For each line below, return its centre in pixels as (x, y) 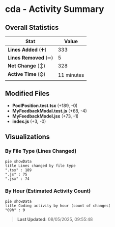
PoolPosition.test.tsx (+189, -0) (45, 106)
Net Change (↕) (27, 66)
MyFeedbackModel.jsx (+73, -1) (45, 116)
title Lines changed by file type (41, 166)
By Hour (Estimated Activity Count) (48, 191)
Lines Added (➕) (27, 50)
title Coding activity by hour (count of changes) (58, 206)
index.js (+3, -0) (29, 121)
